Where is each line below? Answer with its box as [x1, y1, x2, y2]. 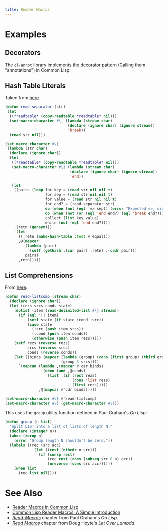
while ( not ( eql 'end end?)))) [45, 220, 111, 225]
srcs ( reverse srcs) [27, 345, 70, 350]
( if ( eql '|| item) [18, 313, 59, 318]
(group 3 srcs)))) [60, 359, 99, 364]
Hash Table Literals [5, 82, 66, 90]
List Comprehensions [5, 271, 73, 280]
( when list [14, 466, 37, 471]
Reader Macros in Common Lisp [12, 504, 79, 510]
